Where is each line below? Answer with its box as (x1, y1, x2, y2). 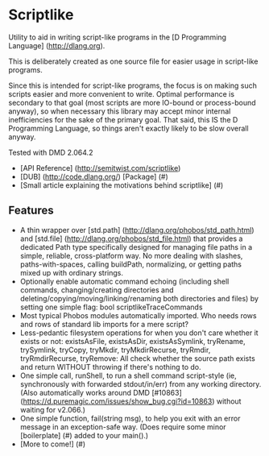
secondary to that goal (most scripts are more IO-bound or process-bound (8, 97, 256, 107)
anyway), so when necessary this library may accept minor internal (8, 106, 231, 116)
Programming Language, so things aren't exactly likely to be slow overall (8, 123, 249, 133)
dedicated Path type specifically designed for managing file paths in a (19, 242, 253, 251)
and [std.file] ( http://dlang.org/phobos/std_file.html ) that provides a (19, 234, 243, 243)
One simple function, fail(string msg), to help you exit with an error (19, 413, 241, 423)
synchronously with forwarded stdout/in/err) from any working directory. (19, 379, 262, 388)
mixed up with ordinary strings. (19, 267, 123, 277)
